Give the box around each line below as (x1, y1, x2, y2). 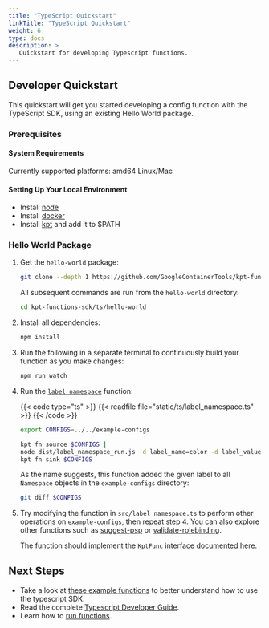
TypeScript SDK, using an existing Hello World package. (8, 108, 194, 118)
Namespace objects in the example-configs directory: (19, 478, 190, 488)
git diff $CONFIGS (19, 494, 82, 502)
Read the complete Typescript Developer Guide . (19, 602, 179, 612)
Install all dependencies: (19, 318, 100, 327)
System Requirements (8, 148, 84, 158)
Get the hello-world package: (19, 257, 119, 267)
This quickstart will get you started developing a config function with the (8, 99, 248, 109)
